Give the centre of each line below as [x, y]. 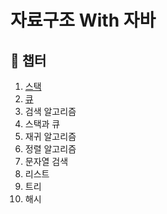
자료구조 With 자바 [83, 20]
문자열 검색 [46, 161]
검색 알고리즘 [50, 111]
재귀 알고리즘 [50, 136]
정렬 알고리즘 [50, 149]
